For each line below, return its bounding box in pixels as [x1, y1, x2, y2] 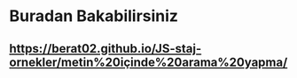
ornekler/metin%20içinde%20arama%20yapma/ [9, 54, 288, 69]
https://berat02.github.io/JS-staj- [9, 41, 202, 56]
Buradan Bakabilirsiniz [9, 6, 179, 26]
